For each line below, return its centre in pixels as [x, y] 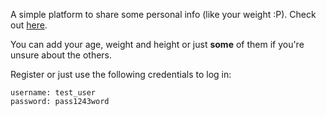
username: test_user [53, 93]
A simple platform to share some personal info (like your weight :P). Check [163, 14]
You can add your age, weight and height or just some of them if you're [157, 44]
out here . [29, 25]
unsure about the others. [61, 55]
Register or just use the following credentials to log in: [121, 74]
